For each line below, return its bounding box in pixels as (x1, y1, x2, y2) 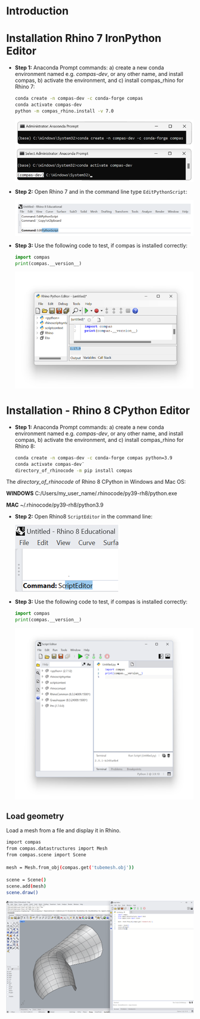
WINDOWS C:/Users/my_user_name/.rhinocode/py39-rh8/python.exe (6, 490, 177, 497)
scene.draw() (6, 890, 39, 896)
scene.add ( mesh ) (6, 883, 46, 889)
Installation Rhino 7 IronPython (6, 32, 162, 45)
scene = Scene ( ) (6, 877, 46, 883)
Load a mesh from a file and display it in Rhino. (6, 827, 121, 834)
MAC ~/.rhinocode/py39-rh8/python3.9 (6, 501, 104, 509)
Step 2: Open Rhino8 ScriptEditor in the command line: (14, 513, 153, 520)
